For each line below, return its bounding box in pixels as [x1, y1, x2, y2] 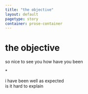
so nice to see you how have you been [5, 59, 83, 65]
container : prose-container [5, 21, 63, 26]
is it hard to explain [5, 83, 44, 89]
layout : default [5, 12, 38, 17]
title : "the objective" [5, 7, 54, 12]
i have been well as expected [5, 78, 64, 84]
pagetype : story [5, 16, 38, 21]
